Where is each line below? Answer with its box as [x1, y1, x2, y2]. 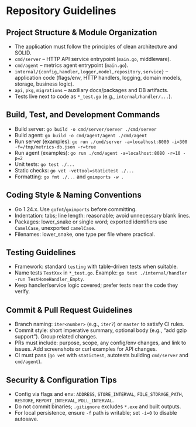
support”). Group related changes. [14, 333, 98, 340]
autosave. [14, 415, 39, 423]
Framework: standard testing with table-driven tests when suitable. [14, 263, 178, 270]
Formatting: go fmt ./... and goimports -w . [14, 173, 124, 180]
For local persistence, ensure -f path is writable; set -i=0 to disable [14, 409, 177, 416]
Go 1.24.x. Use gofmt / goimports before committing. [14, 205, 137, 212]
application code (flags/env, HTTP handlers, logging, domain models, [14, 74, 182, 81]
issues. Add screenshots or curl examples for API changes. [14, 345, 157, 353]
